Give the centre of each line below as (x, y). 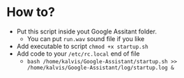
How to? (31, 12)
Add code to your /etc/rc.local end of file (78, 54)
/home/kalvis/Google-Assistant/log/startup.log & (101, 68)
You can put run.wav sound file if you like (86, 38)
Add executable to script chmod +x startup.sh (82, 46)
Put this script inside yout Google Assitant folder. (87, 31)
